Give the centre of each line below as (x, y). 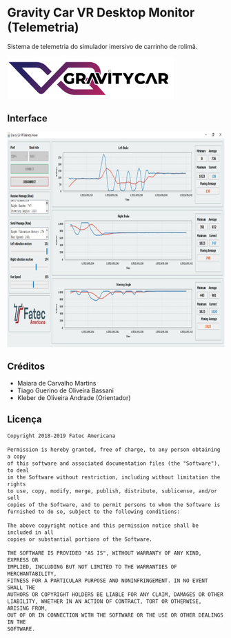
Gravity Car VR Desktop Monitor (101, 13)
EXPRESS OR (23, 560)
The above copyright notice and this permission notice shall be (103, 526)
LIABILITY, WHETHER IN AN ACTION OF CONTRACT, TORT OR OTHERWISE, (104, 601)
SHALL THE (21, 588)
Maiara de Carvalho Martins (57, 383)
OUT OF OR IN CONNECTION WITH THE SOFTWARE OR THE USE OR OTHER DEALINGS (115, 615)
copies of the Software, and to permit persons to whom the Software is (114, 505)
